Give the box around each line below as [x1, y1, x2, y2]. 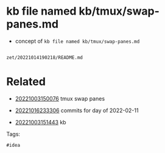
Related [6, 75, 46, 89]
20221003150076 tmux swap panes [15, 94, 105, 102]
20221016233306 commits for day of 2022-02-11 [15, 107, 139, 114]
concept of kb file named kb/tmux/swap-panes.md [15, 37, 140, 44]
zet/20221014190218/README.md [6, 54, 83, 60]
